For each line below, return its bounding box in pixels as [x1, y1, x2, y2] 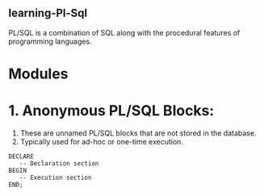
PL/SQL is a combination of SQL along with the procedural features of [8, 27, 241, 37]
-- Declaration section [19, 159, 99, 168]
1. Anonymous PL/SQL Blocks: [8, 102, 215, 120]
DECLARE [8, 152, 35, 161]
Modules [8, 65, 69, 83]
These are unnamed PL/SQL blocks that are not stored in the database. [19, 128, 257, 138]
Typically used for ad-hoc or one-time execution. [19, 136, 184, 146]
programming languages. [8, 36, 92, 46]
